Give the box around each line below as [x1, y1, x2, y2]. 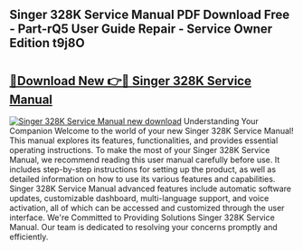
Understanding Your [184, 116, 260, 126]
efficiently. [9, 231, 49, 242]
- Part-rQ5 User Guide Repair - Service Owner [9, 22, 273, 37]
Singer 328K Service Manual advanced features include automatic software [9, 183, 292, 194]
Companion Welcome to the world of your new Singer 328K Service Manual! [9, 126, 294, 136]
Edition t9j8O [9, 35, 85, 51]
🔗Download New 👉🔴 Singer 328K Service [9, 72, 251, 89]
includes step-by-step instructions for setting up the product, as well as [9, 164, 277, 175]
